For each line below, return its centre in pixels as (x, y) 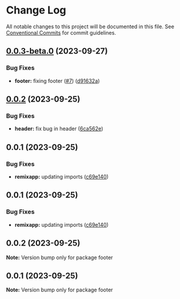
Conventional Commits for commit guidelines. (61, 32)
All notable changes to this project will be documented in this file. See (90, 26)
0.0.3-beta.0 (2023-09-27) (57, 51)
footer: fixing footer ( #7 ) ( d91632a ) (57, 80)
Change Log (36, 10)
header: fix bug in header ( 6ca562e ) (59, 129)
